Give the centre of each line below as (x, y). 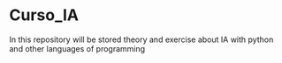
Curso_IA (44, 15)
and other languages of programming (77, 48)
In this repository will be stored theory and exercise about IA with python (141, 39)
